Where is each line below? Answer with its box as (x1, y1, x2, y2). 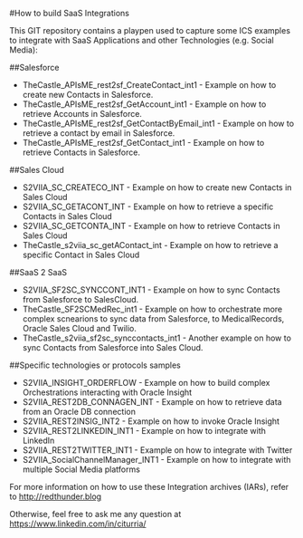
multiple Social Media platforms (22, 464, 140, 475)
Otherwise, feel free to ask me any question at (9, 509, 182, 519)
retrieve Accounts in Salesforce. (22, 109, 143, 119)
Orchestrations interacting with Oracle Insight (22, 387, 193, 398)
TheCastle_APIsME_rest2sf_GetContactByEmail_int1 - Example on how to (22, 118, 295, 129)
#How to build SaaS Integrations (9, 8, 129, 18)
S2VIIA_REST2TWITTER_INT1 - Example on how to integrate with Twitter (22, 445, 293, 456)
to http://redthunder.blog (9, 491, 102, 502)
